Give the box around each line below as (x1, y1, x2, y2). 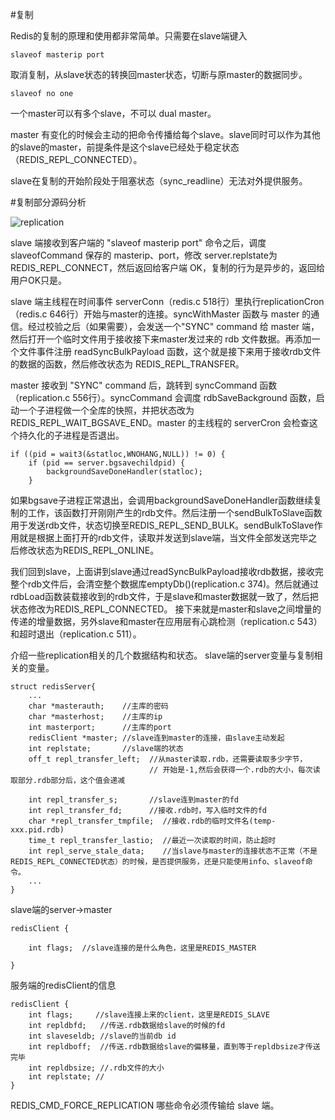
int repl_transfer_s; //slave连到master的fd (28, 795, 239, 805)
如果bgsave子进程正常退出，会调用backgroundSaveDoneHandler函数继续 (10, 494, 314, 506)
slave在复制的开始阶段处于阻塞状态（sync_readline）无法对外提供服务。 (10, 175, 308, 187)
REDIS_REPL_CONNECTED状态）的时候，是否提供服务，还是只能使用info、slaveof (10, 857, 306, 867)
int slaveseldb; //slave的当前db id (28, 1031, 177, 1041)
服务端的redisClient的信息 (10, 979, 117, 991)
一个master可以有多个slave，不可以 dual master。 (10, 108, 217, 119)
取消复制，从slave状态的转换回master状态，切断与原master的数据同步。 (10, 69, 308, 80)
